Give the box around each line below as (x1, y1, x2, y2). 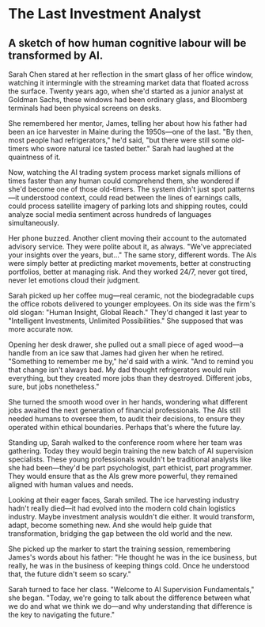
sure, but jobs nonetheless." (8, 382, 100, 391)
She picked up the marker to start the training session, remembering (8, 544, 231, 553)
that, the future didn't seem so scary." (8, 569, 132, 579)
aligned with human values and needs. (8, 480, 134, 489)
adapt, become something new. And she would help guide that (8, 520, 212, 530)
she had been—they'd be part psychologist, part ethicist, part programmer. (8, 463, 253, 472)
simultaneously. (8, 218, 59, 227)
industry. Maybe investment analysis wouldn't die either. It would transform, (8, 512, 256, 521)
